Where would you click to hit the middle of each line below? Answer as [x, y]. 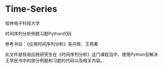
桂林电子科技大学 [22, 23]
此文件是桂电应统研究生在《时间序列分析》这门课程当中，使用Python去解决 [81, 54]
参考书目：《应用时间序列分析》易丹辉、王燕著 [52, 44]
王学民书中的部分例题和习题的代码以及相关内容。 [55, 60]
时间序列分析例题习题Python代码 [38, 33]
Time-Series [31, 9]
